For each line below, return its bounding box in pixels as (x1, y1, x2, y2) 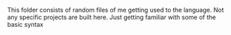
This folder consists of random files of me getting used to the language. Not (7, 6, 224, 14)
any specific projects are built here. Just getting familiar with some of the (7, 13, 216, 21)
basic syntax (7, 21, 44, 28)
